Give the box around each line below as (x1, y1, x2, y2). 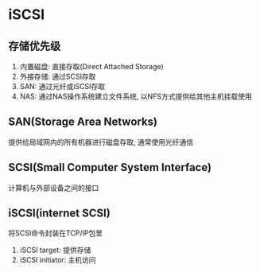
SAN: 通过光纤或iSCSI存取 (19, 82, 106, 91)
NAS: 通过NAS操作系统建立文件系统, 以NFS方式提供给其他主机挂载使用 (19, 91, 252, 101)
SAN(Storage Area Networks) (8, 115, 157, 129)
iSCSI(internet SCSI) (8, 207, 111, 220)
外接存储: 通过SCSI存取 (19, 72, 96, 81)
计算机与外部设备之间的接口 (8, 183, 99, 192)
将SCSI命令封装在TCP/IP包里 (8, 228, 103, 238)
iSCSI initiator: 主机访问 (19, 255, 97, 265)
